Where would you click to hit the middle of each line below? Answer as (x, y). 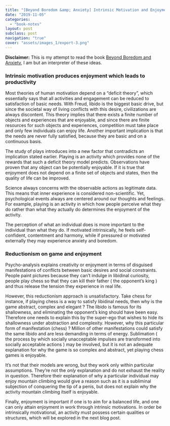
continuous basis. (24, 142)
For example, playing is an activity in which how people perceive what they (83, 204)
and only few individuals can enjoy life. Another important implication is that (84, 131)
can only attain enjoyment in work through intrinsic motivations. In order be (83, 407)
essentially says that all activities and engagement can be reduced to (77, 99)
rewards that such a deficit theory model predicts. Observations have (77, 162)
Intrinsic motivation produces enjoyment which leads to (75, 75)
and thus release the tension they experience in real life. (64, 286)
